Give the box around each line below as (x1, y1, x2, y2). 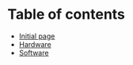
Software (18, 48, 49, 57)
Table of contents (7, 5, 126, 23)
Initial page (18, 31, 55, 41)
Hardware (18, 39, 52, 49)
